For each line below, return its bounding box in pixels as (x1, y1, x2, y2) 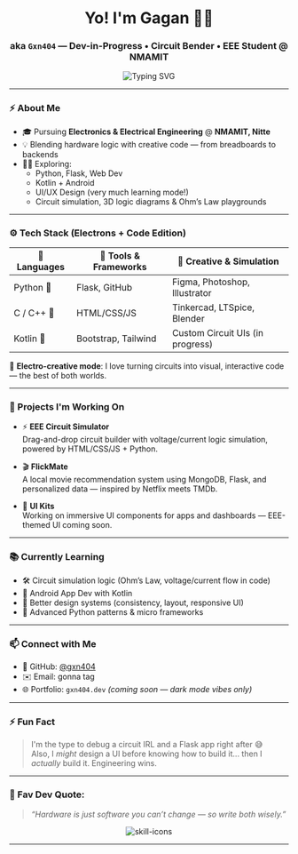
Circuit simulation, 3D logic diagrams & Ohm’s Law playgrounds (35, 196, 267, 207)
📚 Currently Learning (9, 551, 105, 563)
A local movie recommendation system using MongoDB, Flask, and (21, 475, 267, 485)
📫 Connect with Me (9, 637, 97, 650)
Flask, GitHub (76, 282, 133, 294)
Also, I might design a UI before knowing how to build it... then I (30, 748, 263, 759)
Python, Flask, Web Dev (35, 168, 123, 179)
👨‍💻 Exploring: (21, 158, 73, 169)
